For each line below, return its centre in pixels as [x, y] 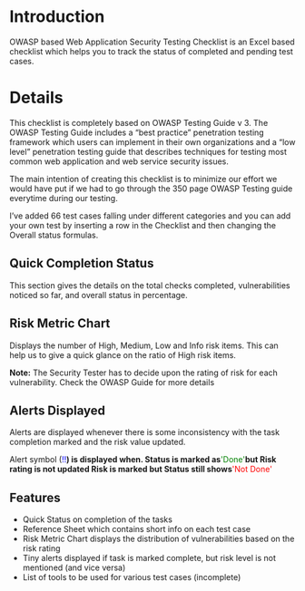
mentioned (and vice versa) [74, 567]
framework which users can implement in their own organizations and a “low [152, 141]
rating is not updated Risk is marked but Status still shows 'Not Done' [141, 470]
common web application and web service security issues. [119, 161]
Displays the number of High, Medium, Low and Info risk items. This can [144, 345]
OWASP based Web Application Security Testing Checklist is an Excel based [152, 42]
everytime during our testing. [64, 198]
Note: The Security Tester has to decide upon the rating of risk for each [144, 373]
